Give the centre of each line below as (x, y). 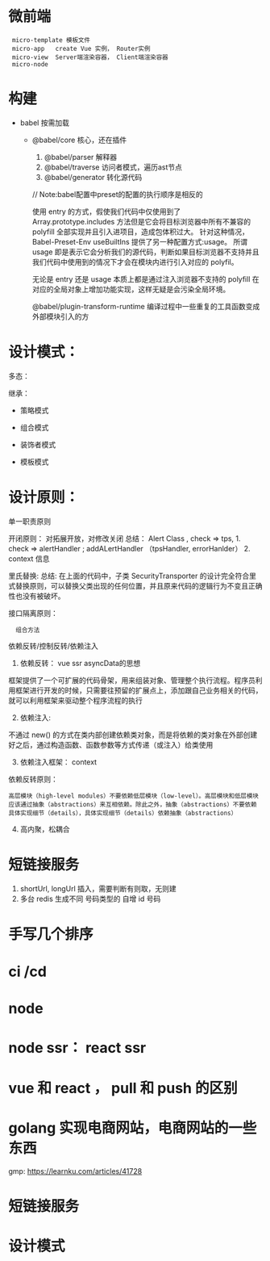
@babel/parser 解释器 (81, 157)
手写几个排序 (51, 934)
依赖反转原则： (33, 779)
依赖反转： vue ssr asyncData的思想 (80, 663)
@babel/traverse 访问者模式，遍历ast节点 (113, 167)
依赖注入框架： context (58, 762)
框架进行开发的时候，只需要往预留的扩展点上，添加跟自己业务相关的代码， (139, 690)
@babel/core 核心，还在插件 (79, 140)
